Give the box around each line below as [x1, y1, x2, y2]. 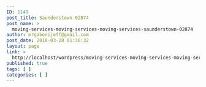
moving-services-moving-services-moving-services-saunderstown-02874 [12, 26, 193, 32]
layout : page [6, 43, 40, 50]
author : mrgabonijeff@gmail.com [6, 32, 89, 38]
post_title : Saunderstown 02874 [6, 15, 89, 21]
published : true [6, 60, 48, 66]
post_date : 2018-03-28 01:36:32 [6, 37, 89, 43]
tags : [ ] [6, 66, 32, 72]
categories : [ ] [6, 72, 48, 78]
